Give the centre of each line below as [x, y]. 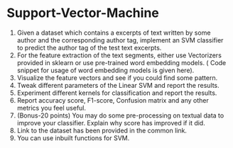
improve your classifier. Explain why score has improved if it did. [111, 123]
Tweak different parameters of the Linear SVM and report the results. [118, 85]
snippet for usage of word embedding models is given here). [105, 70]
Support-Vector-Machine [83, 13]
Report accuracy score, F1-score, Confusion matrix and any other [113, 100]
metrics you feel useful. [52, 108]
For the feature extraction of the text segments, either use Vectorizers [119, 55]
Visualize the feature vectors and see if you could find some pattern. [117, 78]
